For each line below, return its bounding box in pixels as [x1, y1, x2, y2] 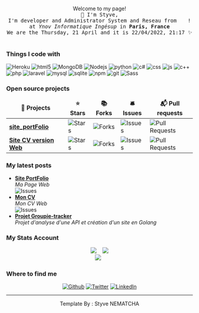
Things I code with [6, 50, 60, 58]
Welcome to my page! [73, 5, 126, 12]
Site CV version [9, 136, 54, 144]
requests [156, 109, 183, 117]
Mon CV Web [14, 200, 47, 207]
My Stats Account [6, 233, 59, 242]
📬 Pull [159, 99, 180, 108]
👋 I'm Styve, [81, 11, 118, 18]
